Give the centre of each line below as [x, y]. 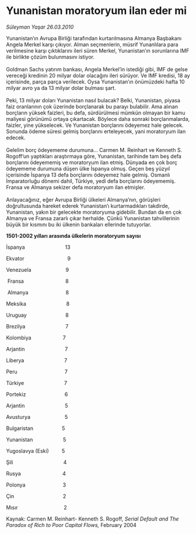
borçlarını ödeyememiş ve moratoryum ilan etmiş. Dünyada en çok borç [92, 162]
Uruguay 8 [37, 315]
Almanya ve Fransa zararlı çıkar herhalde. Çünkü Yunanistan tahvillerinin [93, 218]
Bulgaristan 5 [36, 428]
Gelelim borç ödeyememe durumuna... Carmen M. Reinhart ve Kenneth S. [94, 150]
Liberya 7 [37, 360]
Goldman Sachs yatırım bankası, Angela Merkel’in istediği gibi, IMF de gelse [97, 69]
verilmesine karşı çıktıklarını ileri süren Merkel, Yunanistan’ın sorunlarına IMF [98, 50]
